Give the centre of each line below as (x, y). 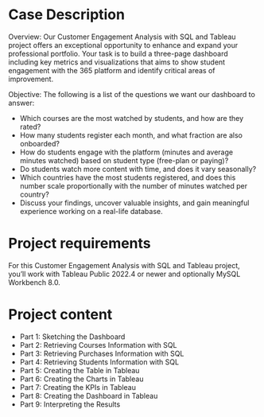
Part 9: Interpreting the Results (70, 404)
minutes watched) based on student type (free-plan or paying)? (124, 160)
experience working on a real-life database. (91, 211)
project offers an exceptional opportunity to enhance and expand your (123, 45)
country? (34, 194)
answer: (21, 103)
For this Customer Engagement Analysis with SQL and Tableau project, (124, 265)
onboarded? (39, 143)
